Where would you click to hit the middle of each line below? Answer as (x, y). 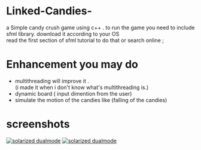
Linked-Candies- (49, 11)
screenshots (38, 124)
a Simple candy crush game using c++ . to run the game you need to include (100, 27)
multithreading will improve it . (52, 81)
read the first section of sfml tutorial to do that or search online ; (85, 40)
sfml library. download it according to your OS (63, 33)
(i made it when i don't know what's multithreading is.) (82, 87)
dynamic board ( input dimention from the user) (73, 93)
